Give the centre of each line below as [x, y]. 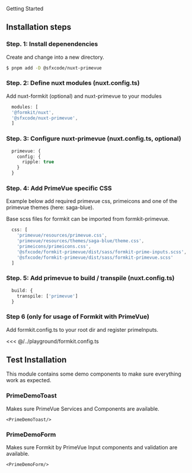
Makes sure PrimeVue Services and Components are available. [83, 408]
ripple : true [38, 162]
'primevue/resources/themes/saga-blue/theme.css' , [81, 241]
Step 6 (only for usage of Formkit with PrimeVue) [78, 317]
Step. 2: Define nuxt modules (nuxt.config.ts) [73, 83]
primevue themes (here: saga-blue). [50, 208]
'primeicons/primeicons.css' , [54, 246]
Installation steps [39, 27]
